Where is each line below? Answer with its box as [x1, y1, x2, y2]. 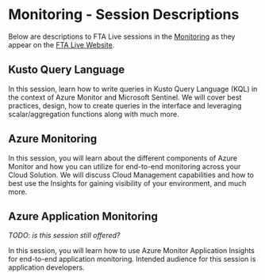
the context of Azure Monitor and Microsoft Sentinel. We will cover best [8, 93, 242, 102]
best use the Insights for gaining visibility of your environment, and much [8, 178, 247, 187]
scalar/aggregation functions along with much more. [8, 109, 180, 119]
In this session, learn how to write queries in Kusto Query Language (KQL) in [8, 84, 258, 93]
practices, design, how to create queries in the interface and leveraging [8, 100, 242, 110]
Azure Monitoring [8, 132, 98, 146]
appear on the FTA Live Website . [8, 40, 115, 49]
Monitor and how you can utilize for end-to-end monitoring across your [8, 161, 241, 171]
